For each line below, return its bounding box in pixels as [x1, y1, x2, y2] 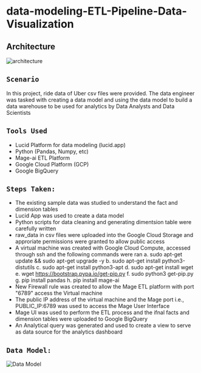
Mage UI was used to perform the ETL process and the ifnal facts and [15, 309, 190, 317]
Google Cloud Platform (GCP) [15, 160, 89, 168]
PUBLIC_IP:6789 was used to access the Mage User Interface [15, 303, 170, 310]
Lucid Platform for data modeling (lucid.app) [15, 141, 126, 148]
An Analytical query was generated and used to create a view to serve [15, 322, 191, 329]
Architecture [6, 41, 56, 52]
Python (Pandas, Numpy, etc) [15, 148, 89, 155]
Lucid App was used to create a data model [15, 212, 124, 219]
